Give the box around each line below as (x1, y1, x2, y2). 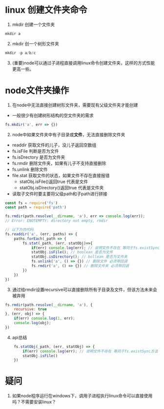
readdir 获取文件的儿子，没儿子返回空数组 (12, 142, 97, 148)
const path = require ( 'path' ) (5, 205, 67, 210)
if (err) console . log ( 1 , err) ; (14, 316, 76, 321)
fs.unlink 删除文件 (12, 166, 48, 172)
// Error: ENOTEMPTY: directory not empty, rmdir (5, 218, 108, 224)
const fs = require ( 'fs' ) (5, 201, 58, 205)
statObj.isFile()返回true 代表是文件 (19, 179, 88, 184)
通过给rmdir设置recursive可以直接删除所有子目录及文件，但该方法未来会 (12, 286, 158, 292)
